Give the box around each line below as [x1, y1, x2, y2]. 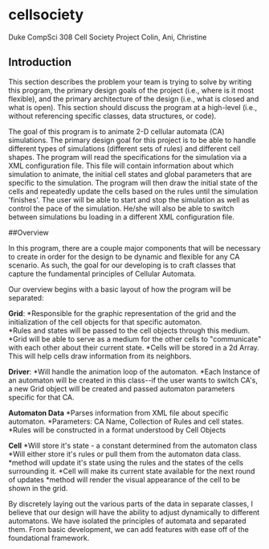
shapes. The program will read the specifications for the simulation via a [8, 152, 247, 162]
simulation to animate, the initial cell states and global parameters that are [8, 169, 252, 178]
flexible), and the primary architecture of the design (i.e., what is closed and [8, 94, 259, 104]
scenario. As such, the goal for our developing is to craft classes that [8, 260, 236, 270]
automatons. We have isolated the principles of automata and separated [8, 516, 247, 526]
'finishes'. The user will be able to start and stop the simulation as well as [8, 195, 250, 204]
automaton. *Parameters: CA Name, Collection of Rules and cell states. [8, 416, 244, 426]
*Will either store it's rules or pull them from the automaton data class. [8, 449, 242, 459]
